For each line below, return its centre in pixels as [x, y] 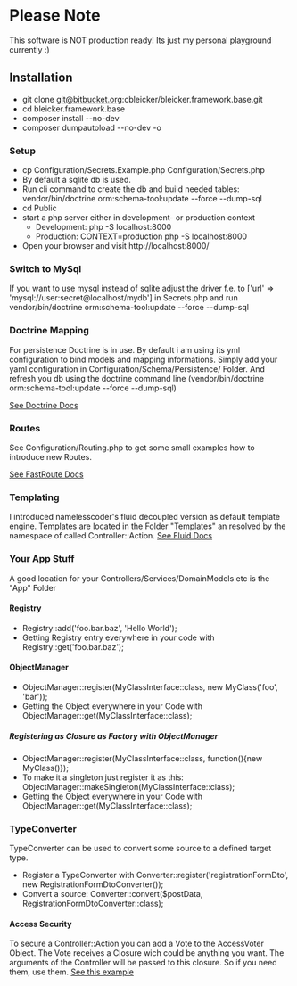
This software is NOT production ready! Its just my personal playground [140, 40]
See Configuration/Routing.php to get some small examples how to [132, 448]
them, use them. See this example [71, 972]
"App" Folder [33, 587]
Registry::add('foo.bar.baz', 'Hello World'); [99, 628]
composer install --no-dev [70, 118]
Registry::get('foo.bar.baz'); [73, 646]
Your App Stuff [42, 559]
